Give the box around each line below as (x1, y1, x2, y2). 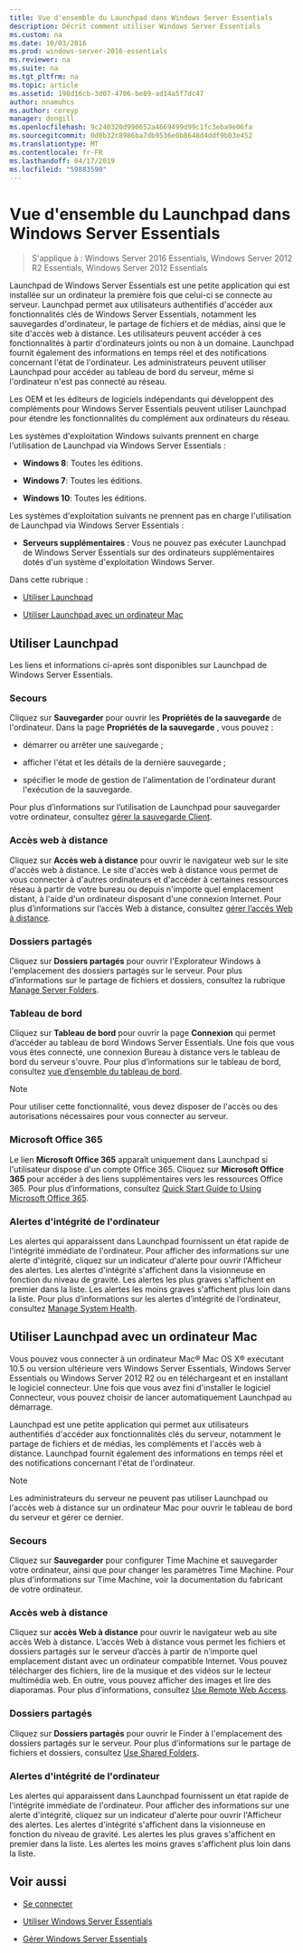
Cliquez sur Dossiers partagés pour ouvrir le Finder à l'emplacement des (9, 1728, 283, 1738)
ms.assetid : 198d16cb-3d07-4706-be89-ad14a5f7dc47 (9, 89, 204, 98)
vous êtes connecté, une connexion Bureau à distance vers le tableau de (9, 1047, 280, 1058)
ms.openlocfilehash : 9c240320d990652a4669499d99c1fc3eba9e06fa (9, 123, 253, 132)
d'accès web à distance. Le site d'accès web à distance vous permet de (9, 864, 279, 875)
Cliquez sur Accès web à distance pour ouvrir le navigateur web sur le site (9, 855, 289, 866)
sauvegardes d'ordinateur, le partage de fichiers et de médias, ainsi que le (9, 319, 287, 330)
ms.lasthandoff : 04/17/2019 (9, 156, 116, 166)
